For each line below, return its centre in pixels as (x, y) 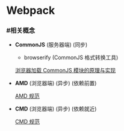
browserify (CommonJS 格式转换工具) (71, 57)
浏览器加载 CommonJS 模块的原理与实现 (65, 71)
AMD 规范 (27, 96)
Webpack (31, 11)
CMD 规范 (27, 122)
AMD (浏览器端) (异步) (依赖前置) (56, 83)
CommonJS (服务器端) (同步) (51, 45)
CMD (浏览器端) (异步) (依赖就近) (56, 109)
